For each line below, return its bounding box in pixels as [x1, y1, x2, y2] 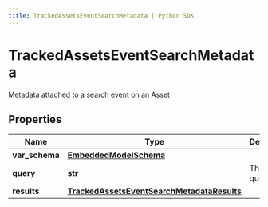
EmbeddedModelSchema [67, 149, 166, 161]
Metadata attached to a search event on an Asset [8, 90, 170, 99]
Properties [8, 113, 62, 126]
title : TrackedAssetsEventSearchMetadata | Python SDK [8, 11, 195, 20]
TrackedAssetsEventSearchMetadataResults [67, 185, 242, 197]
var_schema [12, 149, 60, 161]
